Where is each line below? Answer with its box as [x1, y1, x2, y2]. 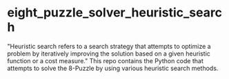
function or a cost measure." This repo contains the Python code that [7, 56, 203, 65]
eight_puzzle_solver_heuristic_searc [7, 5, 223, 21]
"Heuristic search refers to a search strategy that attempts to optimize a [7, 42, 212, 50]
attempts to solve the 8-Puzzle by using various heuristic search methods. [7, 64, 219, 72]
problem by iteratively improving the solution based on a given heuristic [7, 49, 210, 58]
